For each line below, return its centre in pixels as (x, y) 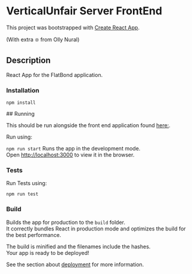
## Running (20, 114)
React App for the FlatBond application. (55, 75)
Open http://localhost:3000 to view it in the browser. (70, 155)
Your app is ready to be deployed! (48, 253)
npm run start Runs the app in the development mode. (73, 149)
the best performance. (34, 235)
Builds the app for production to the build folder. (66, 222)
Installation (23, 90)
